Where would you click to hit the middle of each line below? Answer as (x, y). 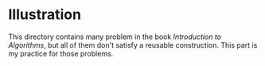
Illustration (45, 15)
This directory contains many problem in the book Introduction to (115, 37)
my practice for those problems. (61, 53)
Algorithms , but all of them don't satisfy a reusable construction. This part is (133, 45)
